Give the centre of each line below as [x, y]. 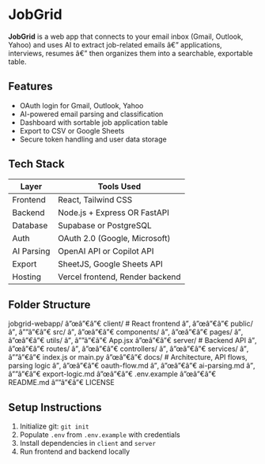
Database [30, 225]
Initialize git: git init [54, 426]
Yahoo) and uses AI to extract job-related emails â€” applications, [115, 44]
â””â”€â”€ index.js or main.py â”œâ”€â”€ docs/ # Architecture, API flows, [128, 357]
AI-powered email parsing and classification [91, 114]
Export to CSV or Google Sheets [72, 130]
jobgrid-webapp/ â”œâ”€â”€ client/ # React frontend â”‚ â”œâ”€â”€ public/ [131, 324]
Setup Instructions [55, 407]
